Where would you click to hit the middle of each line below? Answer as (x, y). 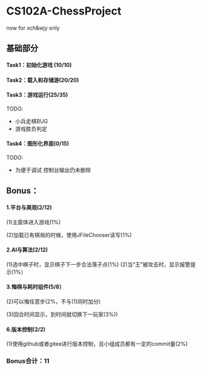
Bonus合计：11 (28, 361)
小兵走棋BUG (31, 121)
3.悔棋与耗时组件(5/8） (35, 287)
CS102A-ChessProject (64, 11)
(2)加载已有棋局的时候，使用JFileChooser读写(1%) (69, 235)
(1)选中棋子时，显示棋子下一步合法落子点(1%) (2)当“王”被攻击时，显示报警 (98, 264)
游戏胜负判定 (31, 129)
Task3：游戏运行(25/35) (37, 95)
